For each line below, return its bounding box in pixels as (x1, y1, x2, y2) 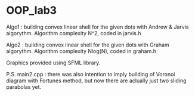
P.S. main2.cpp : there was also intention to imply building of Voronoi (6, 70, 175, 78)
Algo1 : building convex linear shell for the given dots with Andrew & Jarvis (6, 23, 189, 30)
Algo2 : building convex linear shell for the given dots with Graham (6, 41, 169, 48)
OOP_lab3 (6, 4, 57, 17)
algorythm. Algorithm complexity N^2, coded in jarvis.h (6, 29, 141, 36)
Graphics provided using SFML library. (6, 59, 101, 66)
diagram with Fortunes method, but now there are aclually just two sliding (6, 77, 187, 84)
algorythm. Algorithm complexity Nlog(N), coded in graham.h (6, 47, 157, 54)
